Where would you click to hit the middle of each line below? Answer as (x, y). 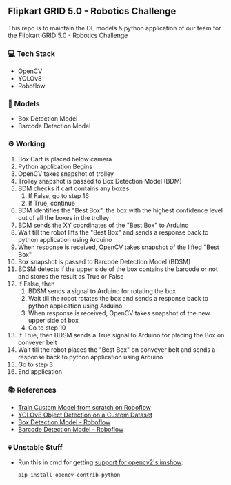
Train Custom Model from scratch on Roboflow (84, 407)
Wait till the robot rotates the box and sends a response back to (118, 298)
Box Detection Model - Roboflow (64, 422)
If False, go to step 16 (58, 195)
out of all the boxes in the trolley (63, 217)
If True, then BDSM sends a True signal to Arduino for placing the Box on (121, 335)
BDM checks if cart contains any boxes (73, 188)
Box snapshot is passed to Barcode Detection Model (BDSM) (104, 261)
